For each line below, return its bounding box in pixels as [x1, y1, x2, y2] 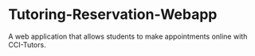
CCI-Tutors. [8, 39, 46, 49]
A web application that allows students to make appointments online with [8, 32, 248, 41]
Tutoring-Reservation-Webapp [8, 6, 218, 24]
